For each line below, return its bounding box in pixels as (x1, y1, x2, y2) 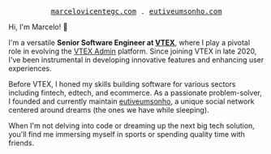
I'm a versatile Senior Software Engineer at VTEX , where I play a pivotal (8, 38, 250, 47)
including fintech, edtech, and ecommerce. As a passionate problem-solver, (8, 88, 262, 97)
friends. (8, 138, 35, 148)
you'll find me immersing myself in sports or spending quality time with (8, 130, 245, 139)
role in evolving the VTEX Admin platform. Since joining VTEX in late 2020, (8, 46, 257, 56)
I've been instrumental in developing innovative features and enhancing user (8, 55, 265, 64)
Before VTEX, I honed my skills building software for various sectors (8, 79, 237, 88)
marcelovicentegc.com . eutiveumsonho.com (50, 7, 222, 15)
